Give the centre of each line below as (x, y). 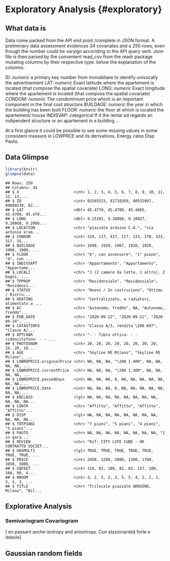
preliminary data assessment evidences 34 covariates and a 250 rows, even (85, 46)
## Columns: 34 (21, 188)
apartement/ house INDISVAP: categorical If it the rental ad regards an (79, 115)
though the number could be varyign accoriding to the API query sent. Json (84, 51)
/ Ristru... (18, 295)
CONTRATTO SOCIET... (27, 446)
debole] (13, 537)
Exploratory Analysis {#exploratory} (84, 9)
